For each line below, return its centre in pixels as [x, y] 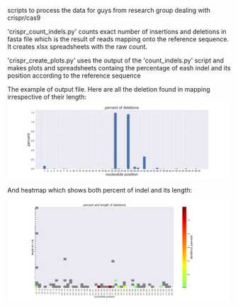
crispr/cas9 [24, 18]
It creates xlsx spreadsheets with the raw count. [77, 47]
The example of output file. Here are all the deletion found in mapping [109, 89]
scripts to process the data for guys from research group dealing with [109, 10]
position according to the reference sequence [74, 75]
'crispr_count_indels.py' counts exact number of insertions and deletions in [117, 32]
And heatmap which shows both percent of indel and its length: [100, 190]
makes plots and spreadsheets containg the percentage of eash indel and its [119, 68]
